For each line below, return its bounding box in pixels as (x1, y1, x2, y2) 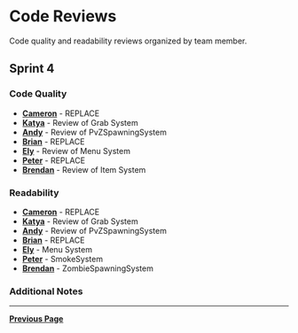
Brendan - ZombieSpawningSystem (21, 263, 153, 274)
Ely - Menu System (21, 244, 93, 254)
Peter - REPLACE (21, 155, 86, 166)
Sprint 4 (9, 61, 55, 76)
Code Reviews (9, 6, 117, 27)
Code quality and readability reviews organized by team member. (9, 35, 247, 46)
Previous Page (9, 314, 64, 324)
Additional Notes (9, 285, 83, 298)
